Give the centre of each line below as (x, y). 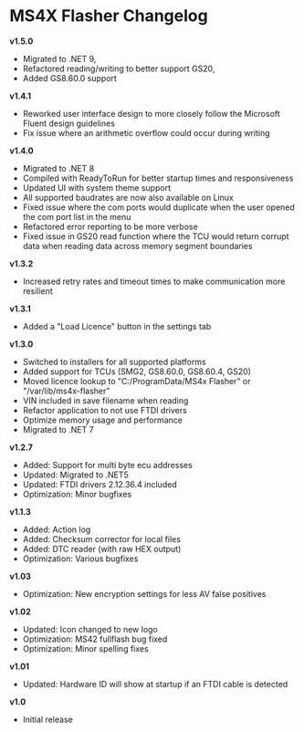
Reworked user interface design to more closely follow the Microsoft (151, 113)
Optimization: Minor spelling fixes (85, 648)
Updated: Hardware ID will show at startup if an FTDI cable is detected (155, 684)
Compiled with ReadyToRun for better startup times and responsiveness (158, 178)
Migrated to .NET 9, (59, 58)
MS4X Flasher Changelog (109, 16)
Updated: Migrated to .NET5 (76, 475)
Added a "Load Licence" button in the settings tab (117, 326)
